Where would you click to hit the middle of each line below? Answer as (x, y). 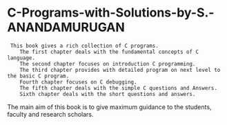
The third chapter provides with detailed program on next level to (120, 70)
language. (21, 58)
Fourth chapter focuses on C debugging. (78, 82)
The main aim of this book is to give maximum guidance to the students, (109, 107)
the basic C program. (38, 76)
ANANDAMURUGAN (66, 27)
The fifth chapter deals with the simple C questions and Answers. (118, 88)
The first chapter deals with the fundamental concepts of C (109, 52)
